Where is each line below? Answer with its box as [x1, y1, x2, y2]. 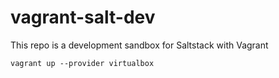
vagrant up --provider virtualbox [10, 58, 155, 68]
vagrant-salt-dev [10, 6, 156, 29]
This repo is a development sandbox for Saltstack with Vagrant [10, 39, 269, 51]
